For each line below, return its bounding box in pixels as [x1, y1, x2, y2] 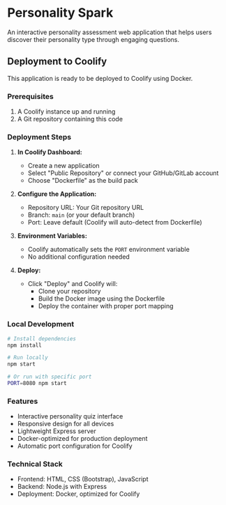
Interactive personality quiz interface [17, 412, 123, 421]
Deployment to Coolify [7, 56, 107, 68]
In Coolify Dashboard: [17, 148, 82, 156]
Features [7, 396, 38, 406]
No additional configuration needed [27, 252, 130, 261]
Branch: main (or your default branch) [27, 211, 135, 219]
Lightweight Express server [17, 427, 96, 435]
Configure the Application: [17, 190, 97, 198]
